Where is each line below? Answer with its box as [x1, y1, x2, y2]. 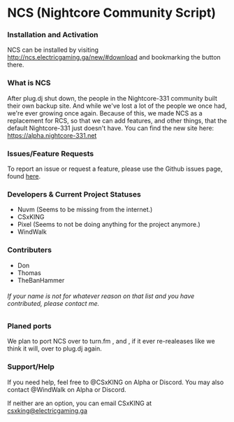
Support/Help [7, 362, 54, 372]
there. [7, 61, 24, 69]
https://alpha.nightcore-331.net [7, 131, 97, 139]
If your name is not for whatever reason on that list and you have [7, 292, 195, 300]
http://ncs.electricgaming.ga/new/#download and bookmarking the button [7, 53, 221, 62]
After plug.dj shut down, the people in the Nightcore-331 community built [7, 94, 218, 102]
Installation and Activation [7, 30, 98, 40]
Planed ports [7, 321, 52, 330]
